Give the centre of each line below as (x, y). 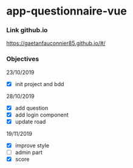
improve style (32, 146)
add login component (42, 115)
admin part (29, 152)
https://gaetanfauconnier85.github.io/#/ (56, 43)
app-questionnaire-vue (67, 11)
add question (32, 108)
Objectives (23, 59)
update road (30, 121)
